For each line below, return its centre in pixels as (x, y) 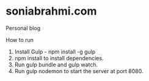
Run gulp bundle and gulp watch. (56, 65)
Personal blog (23, 28)
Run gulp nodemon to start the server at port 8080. (79, 71)
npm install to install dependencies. (59, 58)
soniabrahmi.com (51, 11)
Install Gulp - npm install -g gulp (55, 51)
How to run (20, 40)
